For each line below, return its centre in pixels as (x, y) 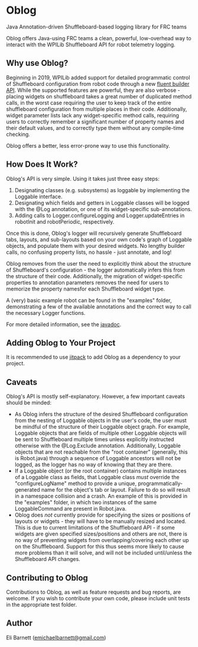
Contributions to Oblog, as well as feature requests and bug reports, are (94, 592)
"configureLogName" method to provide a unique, (76, 483)
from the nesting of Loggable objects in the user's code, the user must (101, 420)
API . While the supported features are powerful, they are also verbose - (93, 90)
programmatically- (160, 483)
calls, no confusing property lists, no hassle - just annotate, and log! (89, 252)
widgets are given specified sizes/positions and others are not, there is (101, 534)
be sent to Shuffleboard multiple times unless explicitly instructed (94, 439)
